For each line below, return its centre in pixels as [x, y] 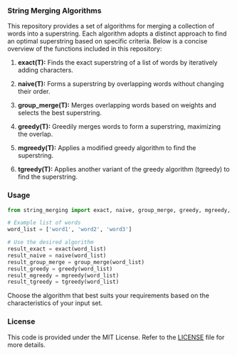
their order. [34, 92]
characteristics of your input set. [55, 303]
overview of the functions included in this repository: [85, 49]
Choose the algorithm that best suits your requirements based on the [109, 296]
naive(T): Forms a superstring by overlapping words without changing [121, 84]
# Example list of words [44, 223]
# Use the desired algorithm [51, 243]
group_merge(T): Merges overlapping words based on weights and [117, 105]
